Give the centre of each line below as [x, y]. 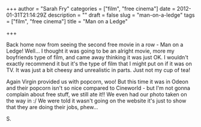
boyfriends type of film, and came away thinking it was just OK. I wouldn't [97, 57]
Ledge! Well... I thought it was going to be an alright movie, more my [91, 51]
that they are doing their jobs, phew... [52, 107]
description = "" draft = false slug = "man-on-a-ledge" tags [121, 15]
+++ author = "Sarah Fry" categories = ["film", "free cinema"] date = [91, 9]
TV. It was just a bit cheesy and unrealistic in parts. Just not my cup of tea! [98, 70]
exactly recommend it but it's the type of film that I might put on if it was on [99, 63]
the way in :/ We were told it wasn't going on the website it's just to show [96, 101]
